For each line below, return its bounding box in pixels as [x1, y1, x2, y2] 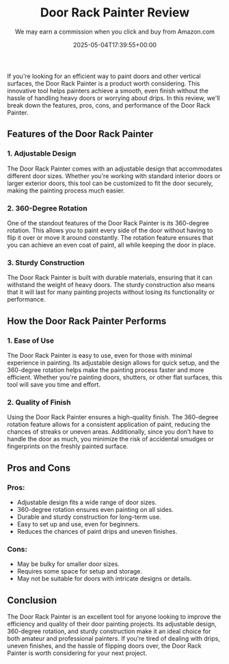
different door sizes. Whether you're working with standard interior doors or [7, 171, 221, 180]
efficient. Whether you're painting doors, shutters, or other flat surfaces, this [7, 373, 222, 381]
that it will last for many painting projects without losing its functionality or [7, 288, 215, 296]
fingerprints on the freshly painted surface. [7, 442, 129, 450]
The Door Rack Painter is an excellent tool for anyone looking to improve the [7, 613, 221, 621]
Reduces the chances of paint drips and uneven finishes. [16, 527, 178, 535]
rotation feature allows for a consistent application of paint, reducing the [7, 420, 211, 429]
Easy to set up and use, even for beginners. [16, 519, 140, 528]
